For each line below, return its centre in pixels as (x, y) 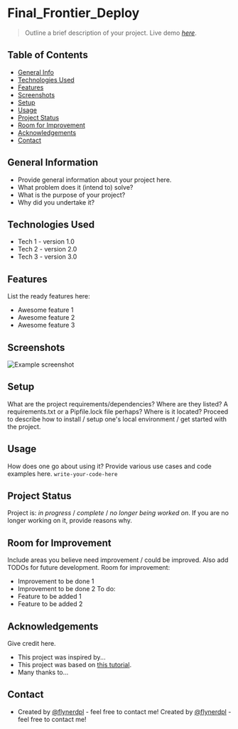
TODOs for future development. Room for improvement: (89, 568)
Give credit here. (32, 644)
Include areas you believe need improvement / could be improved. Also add (118, 560)
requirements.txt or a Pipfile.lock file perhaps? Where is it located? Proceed (118, 411)
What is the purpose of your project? (71, 195)
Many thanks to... (43, 672)
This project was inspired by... (61, 657)
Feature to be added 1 (49, 596)
